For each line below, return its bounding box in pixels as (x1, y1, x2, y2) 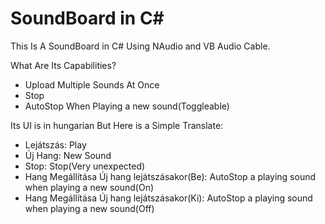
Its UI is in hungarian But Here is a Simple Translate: (10, 119, 224, 131)
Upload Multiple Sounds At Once (24, 78, 160, 91)
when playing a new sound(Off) (24, 202, 155, 214)
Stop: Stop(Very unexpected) (24, 160, 146, 172)
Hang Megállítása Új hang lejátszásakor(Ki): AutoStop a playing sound (24, 192, 313, 204)
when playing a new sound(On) (24, 181, 155, 193)
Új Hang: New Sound (24, 149, 112, 161)
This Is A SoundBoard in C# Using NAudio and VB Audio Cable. (10, 40, 271, 52)
